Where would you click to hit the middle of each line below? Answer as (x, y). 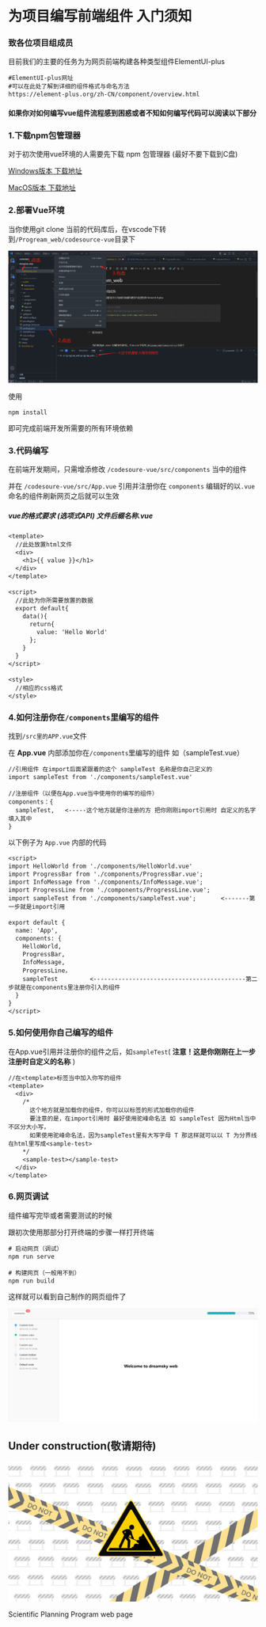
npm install (28, 412)
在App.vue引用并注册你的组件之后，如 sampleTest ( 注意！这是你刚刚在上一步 (132, 1051)
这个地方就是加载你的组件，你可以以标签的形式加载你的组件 (112, 1110)
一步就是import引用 (37, 907)
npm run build (32, 1281)
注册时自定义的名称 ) (42, 1061)
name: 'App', (37, 931)
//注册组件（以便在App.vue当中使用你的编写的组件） (83, 794)
